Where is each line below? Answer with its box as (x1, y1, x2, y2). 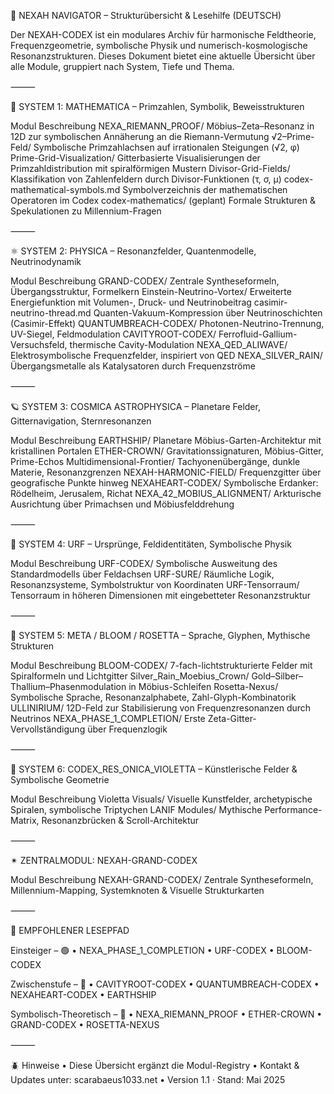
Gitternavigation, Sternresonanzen (10, 415, 152, 427)
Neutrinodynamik (10, 256, 82, 267)
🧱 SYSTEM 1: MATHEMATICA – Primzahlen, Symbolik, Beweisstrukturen (10, 101, 305, 112)
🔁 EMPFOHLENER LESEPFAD (10, 925, 130, 936)
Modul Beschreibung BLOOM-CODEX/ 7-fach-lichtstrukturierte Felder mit (10, 660, 313, 671)
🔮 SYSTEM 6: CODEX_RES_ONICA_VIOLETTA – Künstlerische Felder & (10, 763, 298, 775)
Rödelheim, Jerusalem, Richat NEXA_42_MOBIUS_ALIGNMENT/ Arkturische (10, 488, 322, 499)
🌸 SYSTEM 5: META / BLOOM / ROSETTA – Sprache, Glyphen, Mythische (10, 630, 311, 641)
